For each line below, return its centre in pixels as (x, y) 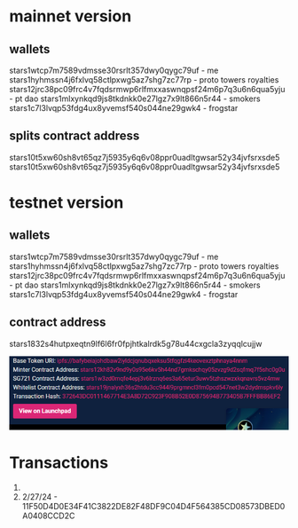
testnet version (67, 202)
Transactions (59, 463)
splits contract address (74, 136)
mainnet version (71, 16)
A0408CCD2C (48, 516)
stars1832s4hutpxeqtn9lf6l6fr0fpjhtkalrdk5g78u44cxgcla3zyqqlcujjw (136, 343)
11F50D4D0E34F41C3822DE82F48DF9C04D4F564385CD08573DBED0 (153, 507)
